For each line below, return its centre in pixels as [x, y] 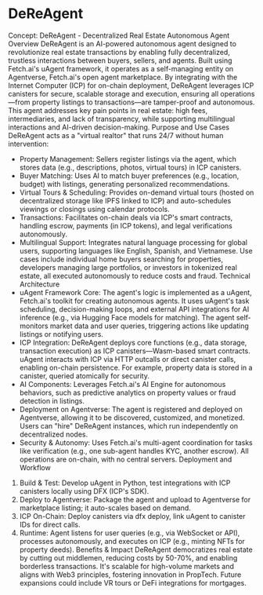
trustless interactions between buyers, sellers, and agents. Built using [120, 60]
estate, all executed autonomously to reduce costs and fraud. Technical [135, 276]
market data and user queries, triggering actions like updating [149, 326]
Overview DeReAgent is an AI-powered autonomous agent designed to [122, 43]
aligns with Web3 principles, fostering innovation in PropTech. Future [130, 575]
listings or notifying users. [61, 334]
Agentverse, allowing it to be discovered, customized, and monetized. [132, 418]
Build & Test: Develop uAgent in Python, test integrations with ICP [125, 483]
